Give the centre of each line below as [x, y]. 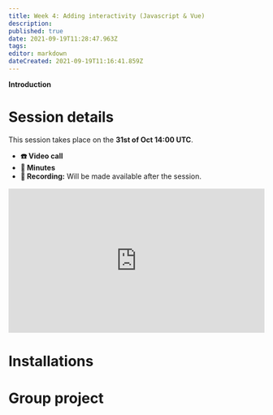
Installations [51, 361]
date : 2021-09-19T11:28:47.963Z [63, 39]
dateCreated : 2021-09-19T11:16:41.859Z [76, 62]
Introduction [30, 84]
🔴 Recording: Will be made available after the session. [110, 176]
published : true [36, 31]
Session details [61, 117]
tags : [17, 46]
